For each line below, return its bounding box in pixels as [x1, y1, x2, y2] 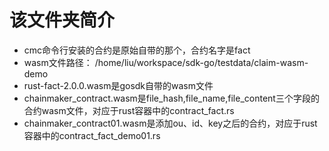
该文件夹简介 [9, 9, 116, 32]
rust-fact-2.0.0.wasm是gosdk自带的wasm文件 [23, 79, 214, 91]
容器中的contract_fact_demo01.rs [23, 129, 161, 141]
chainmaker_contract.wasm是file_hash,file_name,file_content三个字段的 [23, 92, 320, 104]
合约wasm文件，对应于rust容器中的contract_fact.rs [23, 104, 235, 116]
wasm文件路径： [23, 56, 93, 68]
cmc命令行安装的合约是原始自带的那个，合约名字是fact [23, 44, 251, 56]
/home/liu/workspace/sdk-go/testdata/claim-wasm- [94, 56, 309, 68]
